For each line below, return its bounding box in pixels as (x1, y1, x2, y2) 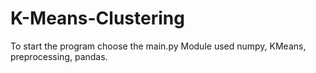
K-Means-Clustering (10, 7, 185, 30)
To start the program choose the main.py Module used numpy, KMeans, (10, 40, 307, 52)
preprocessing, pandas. (10, 50, 108, 62)
